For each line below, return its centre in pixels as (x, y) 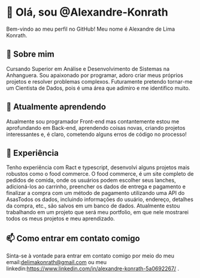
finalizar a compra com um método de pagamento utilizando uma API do (96, 193)
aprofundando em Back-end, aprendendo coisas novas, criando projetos (96, 128)
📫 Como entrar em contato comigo (73, 238)
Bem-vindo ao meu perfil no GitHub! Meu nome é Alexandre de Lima (91, 29)
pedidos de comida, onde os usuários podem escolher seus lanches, (91, 181)
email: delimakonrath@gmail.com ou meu (56, 262)
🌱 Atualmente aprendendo (56, 107)
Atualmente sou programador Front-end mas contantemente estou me (93, 121)
